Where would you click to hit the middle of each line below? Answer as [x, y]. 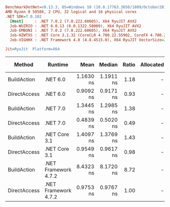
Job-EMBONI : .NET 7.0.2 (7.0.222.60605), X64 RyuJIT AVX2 [73, 31]
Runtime [58, 65]
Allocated [152, 65]
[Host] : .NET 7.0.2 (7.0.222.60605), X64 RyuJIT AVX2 [73, 21]
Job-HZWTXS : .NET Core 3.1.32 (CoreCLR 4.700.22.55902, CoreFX [79, 35]
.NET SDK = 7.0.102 [24, 16]
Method [24, 65]
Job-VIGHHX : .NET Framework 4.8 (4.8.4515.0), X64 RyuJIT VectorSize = [87, 40]
